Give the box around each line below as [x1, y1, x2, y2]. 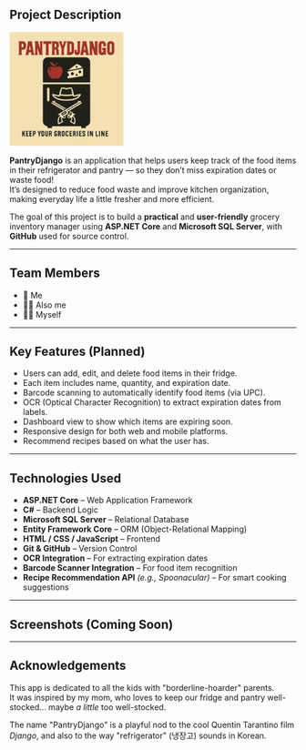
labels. [22, 407, 48, 418]
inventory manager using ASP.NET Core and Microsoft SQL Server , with [9, 220, 282, 231]
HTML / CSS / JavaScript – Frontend [22, 533, 161, 544]
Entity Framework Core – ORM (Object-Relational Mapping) [22, 523, 248, 535]
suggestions [22, 582, 70, 593]
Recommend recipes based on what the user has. [22, 436, 209, 447]
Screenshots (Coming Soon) [9, 616, 174, 632]
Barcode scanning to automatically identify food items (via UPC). [22, 387, 266, 399]
